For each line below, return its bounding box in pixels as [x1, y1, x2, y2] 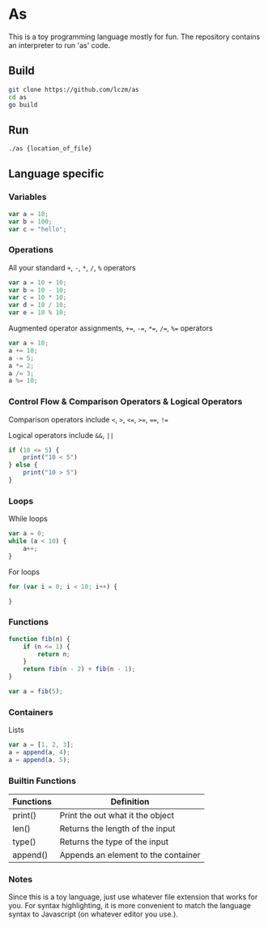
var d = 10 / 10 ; [8, 301, 67, 310]
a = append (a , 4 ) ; [8, 748, 70, 756]
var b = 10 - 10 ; [8, 286, 67, 294]
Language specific [8, 167, 104, 181]
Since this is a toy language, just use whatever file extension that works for [8, 892, 258, 902]
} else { [8, 461, 38, 470]
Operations [8, 245, 54, 256]
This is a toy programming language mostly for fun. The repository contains [8, 32, 261, 41]
